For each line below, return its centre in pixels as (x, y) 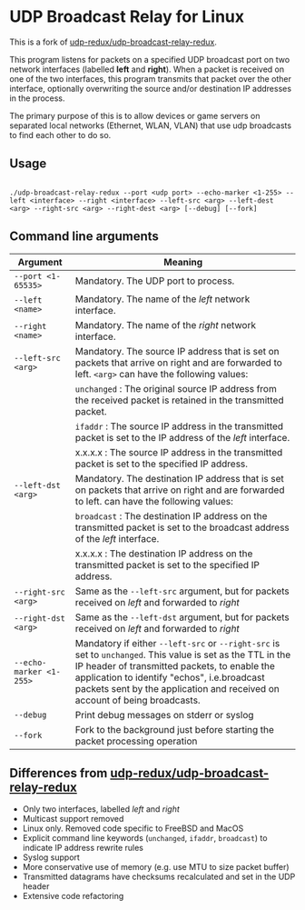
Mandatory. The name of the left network (162, 299)
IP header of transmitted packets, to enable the (175, 665)
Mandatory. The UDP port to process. (155, 281)
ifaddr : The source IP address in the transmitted (179, 426)
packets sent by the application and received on (177, 688)
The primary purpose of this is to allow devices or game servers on (135, 115)
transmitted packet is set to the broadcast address (182, 527)
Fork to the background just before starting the (175, 729)
